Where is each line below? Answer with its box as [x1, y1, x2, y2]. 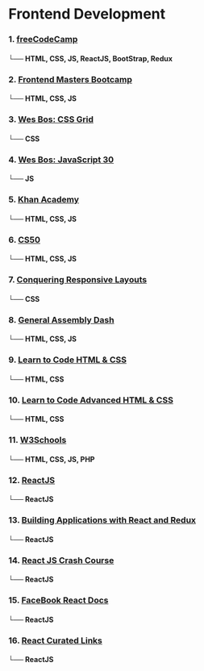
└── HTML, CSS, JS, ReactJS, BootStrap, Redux [8, 53, 173, 63]
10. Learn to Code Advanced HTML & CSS [8, 394, 173, 406]
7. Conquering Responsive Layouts [8, 274, 148, 285]
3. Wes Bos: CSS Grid [8, 114, 94, 125]
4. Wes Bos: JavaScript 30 [8, 154, 114, 165]
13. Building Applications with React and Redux [8, 515, 196, 526]
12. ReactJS [8, 474, 56, 486]
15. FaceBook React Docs [8, 594, 109, 606]
